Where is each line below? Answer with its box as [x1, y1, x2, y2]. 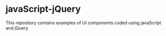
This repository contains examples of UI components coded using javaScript [5, 20, 162, 26]
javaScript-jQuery [5, 3, 81, 15]
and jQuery [5, 25, 29, 31]
